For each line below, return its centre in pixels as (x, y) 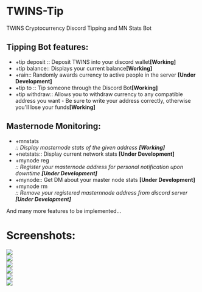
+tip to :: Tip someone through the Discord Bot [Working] (86, 88)
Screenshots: (41, 235)
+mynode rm (31, 186)
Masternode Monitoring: (54, 126)
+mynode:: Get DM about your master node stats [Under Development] (105, 179)
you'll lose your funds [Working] (55, 107)
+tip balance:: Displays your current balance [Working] (84, 68)
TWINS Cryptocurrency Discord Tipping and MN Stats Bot (79, 28)
